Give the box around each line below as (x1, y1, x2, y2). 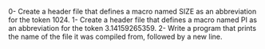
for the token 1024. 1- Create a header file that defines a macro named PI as (8, 15, 258, 24)
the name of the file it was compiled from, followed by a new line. (8, 32, 223, 41)
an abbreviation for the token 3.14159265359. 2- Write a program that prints (8, 24, 257, 32)
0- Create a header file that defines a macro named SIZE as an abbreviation (8, 7, 257, 16)
